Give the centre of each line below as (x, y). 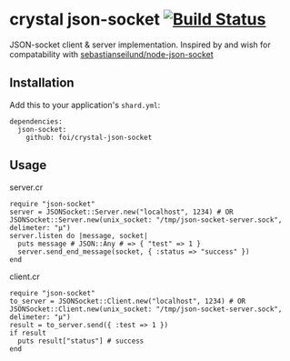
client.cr (25, 276)
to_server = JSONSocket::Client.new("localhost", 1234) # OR (128, 301)
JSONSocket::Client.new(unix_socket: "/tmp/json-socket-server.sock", (146, 309)
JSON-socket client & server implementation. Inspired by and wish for (140, 45)
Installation (42, 83)
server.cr (26, 187)
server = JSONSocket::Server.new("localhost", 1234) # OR (121, 212)
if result (28, 333)
